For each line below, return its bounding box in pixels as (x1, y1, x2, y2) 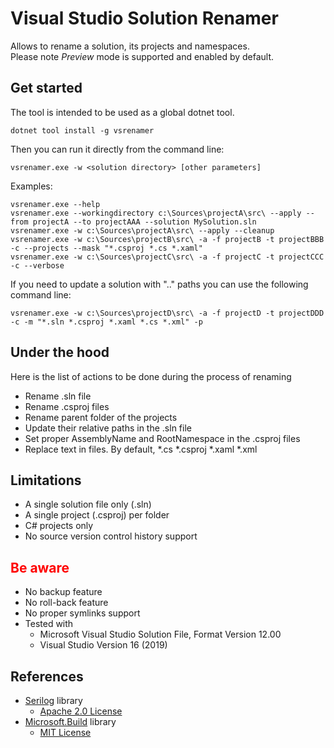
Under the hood (10, 344, 110, 361)
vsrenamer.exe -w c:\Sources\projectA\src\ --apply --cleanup (10, 225, 275, 236)
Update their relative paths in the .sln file (24, 422, 192, 434)
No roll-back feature (24, 597, 109, 609)
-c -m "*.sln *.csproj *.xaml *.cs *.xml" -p (10, 317, 203, 327)
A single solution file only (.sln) (24, 498, 152, 511)
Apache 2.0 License (39, 705, 123, 717)
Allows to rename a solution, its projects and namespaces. (10, 40, 250, 52)
